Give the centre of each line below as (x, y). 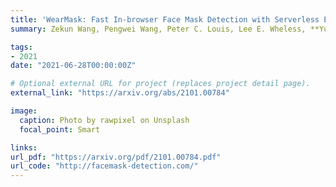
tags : (21, 47)
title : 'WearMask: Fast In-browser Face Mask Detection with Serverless (165, 19)
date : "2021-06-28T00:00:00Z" (73, 66)
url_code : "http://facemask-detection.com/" (104, 166)
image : (24, 111)
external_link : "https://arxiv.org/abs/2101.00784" (120, 93)
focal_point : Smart (60, 129)
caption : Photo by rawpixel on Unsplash (104, 120)
